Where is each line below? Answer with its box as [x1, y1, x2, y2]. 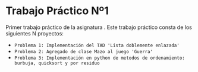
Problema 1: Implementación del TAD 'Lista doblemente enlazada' [14, 42, 180, 48]
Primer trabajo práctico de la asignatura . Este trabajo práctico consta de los [5, 24, 193, 31]
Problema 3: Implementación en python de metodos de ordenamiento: [14, 55, 185, 61]
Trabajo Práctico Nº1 [5, 4, 109, 18]
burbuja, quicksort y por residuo [14, 60, 100, 66]
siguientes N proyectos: [5, 30, 64, 37]
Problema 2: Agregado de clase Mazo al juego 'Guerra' [14, 48, 153, 54]
